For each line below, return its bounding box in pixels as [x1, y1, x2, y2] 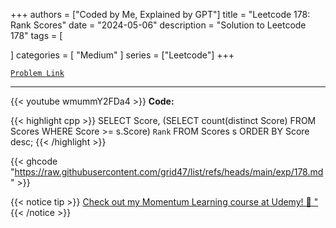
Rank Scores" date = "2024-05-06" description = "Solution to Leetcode [10, 19, 307, 31]
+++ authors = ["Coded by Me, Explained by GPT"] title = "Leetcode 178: [10, 9, 311, 20]
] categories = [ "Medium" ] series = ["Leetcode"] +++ [10, 49, 235, 61]
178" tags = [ [10, 30, 63, 41]
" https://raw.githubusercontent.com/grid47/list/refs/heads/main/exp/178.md [10, 166, 324, 178]
